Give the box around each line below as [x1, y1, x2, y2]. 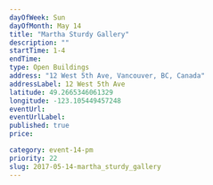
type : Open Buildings [9, 63, 90, 72]
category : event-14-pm [9, 146, 94, 155]
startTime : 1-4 [9, 46, 66, 55]
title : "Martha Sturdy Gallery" [9, 29, 129, 38]
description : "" [9, 38, 70, 47]
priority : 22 [9, 154, 58, 163]
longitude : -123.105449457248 [9, 96, 122, 105]
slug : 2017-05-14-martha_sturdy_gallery [9, 162, 162, 171]
